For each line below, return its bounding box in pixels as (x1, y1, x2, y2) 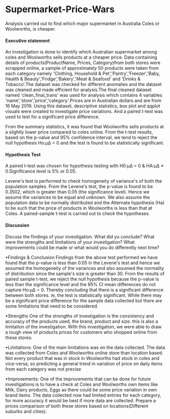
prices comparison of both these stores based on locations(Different (5, 403, 149, 409)
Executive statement (5, 37, 50, 44)
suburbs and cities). (5, 408, 47, 414)
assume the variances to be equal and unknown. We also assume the (5, 194, 150, 201)
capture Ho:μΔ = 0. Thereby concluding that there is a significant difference (5, 287, 164, 293)
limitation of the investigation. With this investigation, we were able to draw (5, 323, 162, 329)
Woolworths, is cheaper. (5, 25, 56, 32)
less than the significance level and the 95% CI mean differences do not (5, 281, 156, 287)
